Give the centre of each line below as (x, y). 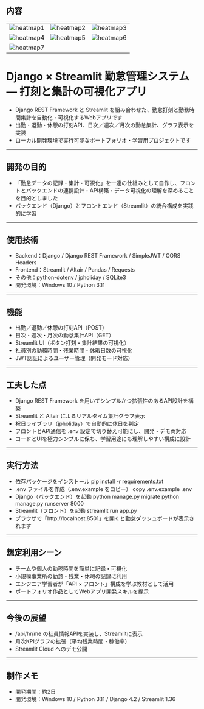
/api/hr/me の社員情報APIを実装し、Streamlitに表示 (79, 634)
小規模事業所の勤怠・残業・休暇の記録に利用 (71, 576)
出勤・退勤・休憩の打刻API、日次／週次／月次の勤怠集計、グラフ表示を (104, 125)
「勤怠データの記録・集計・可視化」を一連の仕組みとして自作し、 (97, 183)
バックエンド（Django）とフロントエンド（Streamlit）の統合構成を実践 (104, 205)
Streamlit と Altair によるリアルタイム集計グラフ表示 (80, 416)
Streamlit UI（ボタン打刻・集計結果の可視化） (72, 343)
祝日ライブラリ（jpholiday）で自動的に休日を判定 (77, 423)
